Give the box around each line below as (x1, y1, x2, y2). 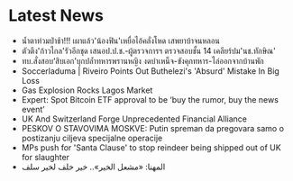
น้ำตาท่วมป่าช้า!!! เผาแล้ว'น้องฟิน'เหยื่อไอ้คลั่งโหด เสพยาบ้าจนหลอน (21, 35, 220, 46)
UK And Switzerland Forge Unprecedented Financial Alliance (21, 113, 247, 124)
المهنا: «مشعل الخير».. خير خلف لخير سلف (21, 161, 166, 172)
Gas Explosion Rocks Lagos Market (21, 85, 153, 95)
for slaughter (21, 151, 69, 162)
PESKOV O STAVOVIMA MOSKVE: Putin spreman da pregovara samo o (21, 122, 285, 133)
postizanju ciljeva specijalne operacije (21, 132, 163, 143)
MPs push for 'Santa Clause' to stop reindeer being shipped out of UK (21, 141, 281, 153)
